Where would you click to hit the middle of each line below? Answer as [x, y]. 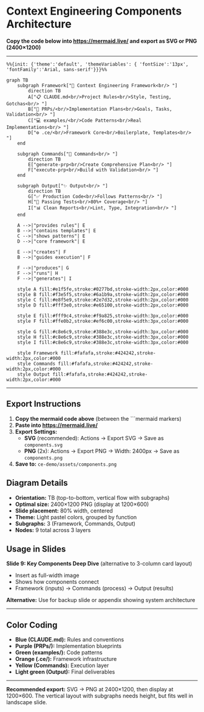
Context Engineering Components [94, 11]
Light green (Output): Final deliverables [65, 672]
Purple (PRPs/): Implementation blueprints [68, 646]
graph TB [17, 80]
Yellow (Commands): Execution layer [62, 665]
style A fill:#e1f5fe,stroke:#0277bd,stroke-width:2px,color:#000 [103, 289]
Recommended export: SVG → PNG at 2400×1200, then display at [90, 690]
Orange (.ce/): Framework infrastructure [66, 659]
